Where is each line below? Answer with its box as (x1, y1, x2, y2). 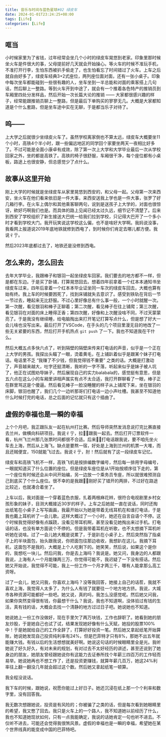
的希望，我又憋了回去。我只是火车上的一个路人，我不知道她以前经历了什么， (5, 708, 161, 714)
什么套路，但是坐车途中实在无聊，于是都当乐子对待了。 (18, 104, 131, 110)
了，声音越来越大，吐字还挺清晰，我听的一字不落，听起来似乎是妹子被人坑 (5, 363, 157, 369)
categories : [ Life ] (5, 21, 45, 26)
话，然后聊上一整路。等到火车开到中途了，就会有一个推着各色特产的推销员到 (5, 86, 161, 92)
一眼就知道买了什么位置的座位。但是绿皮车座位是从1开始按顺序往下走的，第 (5, 465, 159, 471)
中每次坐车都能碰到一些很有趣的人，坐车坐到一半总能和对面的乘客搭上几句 (5, 80, 157, 86)
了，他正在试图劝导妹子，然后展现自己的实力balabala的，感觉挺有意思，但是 (5, 369, 161, 375)
